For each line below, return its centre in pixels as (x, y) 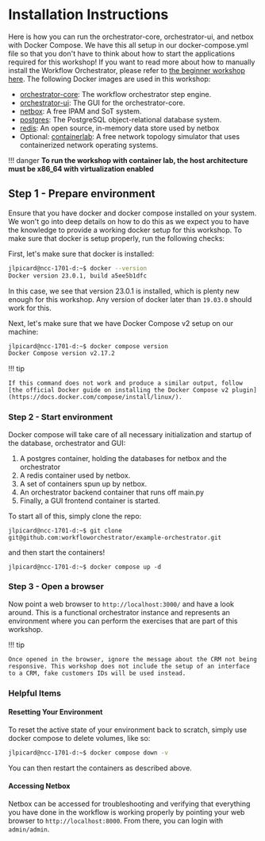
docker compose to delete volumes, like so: (79, 738)
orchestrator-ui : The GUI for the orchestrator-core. (102, 103)
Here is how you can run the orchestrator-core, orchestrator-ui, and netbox (131, 37)
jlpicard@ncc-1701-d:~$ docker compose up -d (84, 567)
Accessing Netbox (39, 786)
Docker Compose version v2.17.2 (61, 354)
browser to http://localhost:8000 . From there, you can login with (116, 821)
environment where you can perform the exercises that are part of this (123, 621)
